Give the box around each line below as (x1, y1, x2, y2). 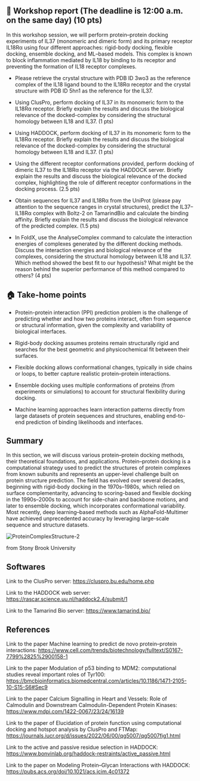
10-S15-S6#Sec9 (6, 684, 48, 691)
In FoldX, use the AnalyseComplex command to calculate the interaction (14, 233, 192, 241)
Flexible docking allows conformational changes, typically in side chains (14, 364, 193, 371)
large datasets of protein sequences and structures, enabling (14, 412, 165, 419)
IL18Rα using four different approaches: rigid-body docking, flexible (6, 44, 173, 51)
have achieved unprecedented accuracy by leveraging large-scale (6, 515, 170, 522)
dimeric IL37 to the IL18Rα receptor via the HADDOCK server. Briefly (14, 166, 183, 173)
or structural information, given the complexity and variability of (14, 321, 172, 328)
